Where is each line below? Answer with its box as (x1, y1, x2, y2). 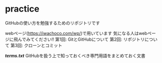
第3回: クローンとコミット (10, 42, 62, 48)
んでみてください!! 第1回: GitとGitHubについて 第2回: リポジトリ (18, 36, 145, 42)
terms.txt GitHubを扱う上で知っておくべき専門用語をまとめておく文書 (5, 52, 146, 59)
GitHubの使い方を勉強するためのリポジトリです (5, 20, 100, 26)
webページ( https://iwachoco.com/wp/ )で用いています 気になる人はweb (5, 30, 147, 36)
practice (5, 3, 40, 15)
